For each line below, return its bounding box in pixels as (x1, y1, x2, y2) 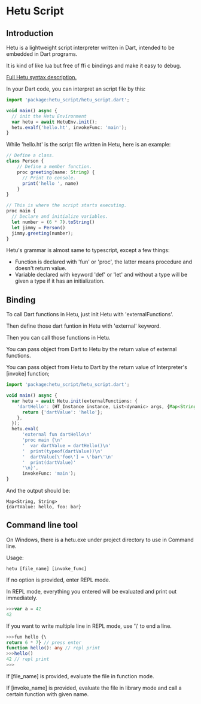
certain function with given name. (6, 690, 89, 697)
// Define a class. (6, 152, 55, 158)
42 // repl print (6, 656, 50, 663)
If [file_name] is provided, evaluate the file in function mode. (6, 672, 154, 679)
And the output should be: (6, 487, 71, 495)
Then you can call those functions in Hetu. (6, 334, 111, 341)
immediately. (6, 594, 38, 601)
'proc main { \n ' (22, 437, 63, 444)
